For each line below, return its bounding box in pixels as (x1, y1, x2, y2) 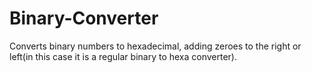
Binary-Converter (9, 7, 159, 30)
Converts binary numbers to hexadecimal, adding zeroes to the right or (9, 40, 302, 52)
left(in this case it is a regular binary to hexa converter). (9, 50, 238, 62)
